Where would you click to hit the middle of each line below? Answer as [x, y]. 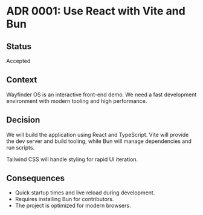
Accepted [18, 61]
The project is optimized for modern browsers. [73, 206]
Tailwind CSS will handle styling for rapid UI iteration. [72, 159]
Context [22, 80]
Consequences [36, 178]
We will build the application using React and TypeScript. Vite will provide [98, 134]
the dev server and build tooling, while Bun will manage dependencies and [99, 141]
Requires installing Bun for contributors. [64, 199]
